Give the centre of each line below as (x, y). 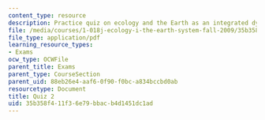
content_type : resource (47, 15)
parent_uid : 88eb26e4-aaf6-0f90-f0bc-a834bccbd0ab (93, 81)
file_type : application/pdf (54, 37)
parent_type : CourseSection (54, 74)
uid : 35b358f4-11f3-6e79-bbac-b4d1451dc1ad (81, 103)
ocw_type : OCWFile (38, 60)
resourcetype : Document (47, 89)
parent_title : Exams (42, 67)
